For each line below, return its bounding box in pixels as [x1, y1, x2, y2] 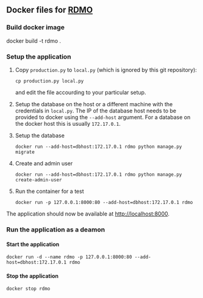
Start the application [6, 241, 60, 248]
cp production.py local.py [15, 78, 84, 84]
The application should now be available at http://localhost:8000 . [6, 210, 169, 217]
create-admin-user [15, 176, 62, 183]
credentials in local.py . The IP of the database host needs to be [15, 107, 177, 114]
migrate [15, 149, 35, 155]
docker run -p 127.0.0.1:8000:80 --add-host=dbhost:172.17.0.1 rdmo [15, 199, 193, 205]
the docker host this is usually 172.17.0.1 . [15, 120, 121, 127]
